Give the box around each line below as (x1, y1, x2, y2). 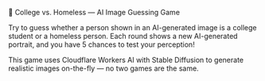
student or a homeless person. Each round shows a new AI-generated (8, 32, 238, 40)
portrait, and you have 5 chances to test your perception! (8, 40, 195, 49)
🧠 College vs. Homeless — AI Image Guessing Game (8, 8, 181, 17)
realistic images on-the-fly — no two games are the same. (8, 64, 199, 73)
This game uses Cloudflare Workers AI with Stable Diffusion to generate (8, 56, 244, 64)
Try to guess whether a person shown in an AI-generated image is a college (8, 23, 257, 32)
